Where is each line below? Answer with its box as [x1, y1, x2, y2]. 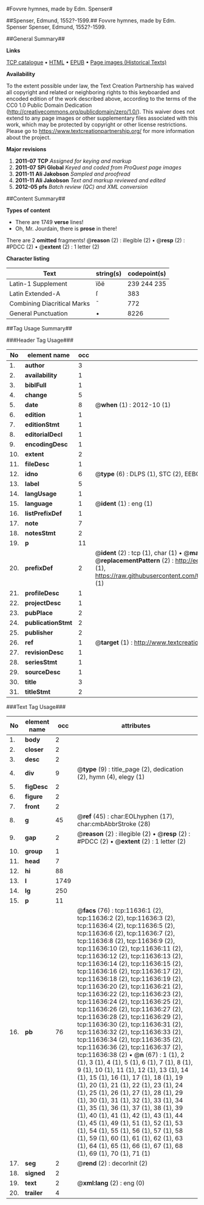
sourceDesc [25, 668, 61, 676]
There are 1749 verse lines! [15, 219, 84, 225]
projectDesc [25, 599, 61, 607]
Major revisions [6, 146, 47, 152]
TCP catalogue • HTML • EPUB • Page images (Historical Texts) [6, 59, 167, 66]
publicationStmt [25, 619, 73, 627]
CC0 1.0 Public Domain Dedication [6, 101, 92, 109]
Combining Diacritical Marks [9, 299, 90, 307]
